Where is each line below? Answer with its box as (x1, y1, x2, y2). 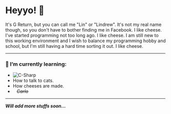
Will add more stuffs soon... (5, 103, 66, 109)
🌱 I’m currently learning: (5, 61, 67, 68)
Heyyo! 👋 (5, 5, 45, 16)
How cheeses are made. (12, 83, 65, 89)
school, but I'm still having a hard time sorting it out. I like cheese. (5, 43, 143, 49)
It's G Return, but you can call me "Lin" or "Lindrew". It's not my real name (5, 21, 162, 27)
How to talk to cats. (12, 77, 54, 83)
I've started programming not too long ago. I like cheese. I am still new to (5, 32, 159, 38)
